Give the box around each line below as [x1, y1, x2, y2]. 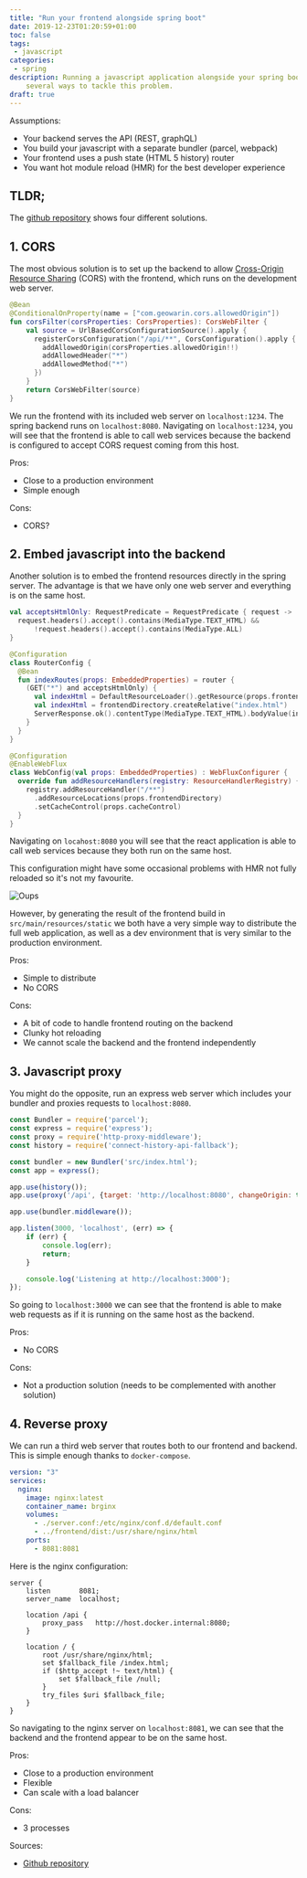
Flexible [22, 1777, 53, 1788]
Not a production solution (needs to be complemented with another [22, 1380, 277, 1391]
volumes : [26, 1510, 59, 1520]
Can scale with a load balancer [22, 1787, 140, 1798]
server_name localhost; [26, 1594, 121, 1604]
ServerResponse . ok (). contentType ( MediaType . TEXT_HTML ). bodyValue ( [33, 709, 292, 718]
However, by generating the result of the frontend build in [9, 908, 226, 919]
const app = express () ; [9, 1166, 101, 1175]
